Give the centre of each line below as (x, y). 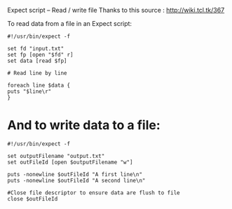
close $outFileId (33, 199)
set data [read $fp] (37, 61)
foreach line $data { (39, 85)
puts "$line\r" (29, 92)
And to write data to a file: (84, 125)
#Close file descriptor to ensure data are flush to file (94, 193)
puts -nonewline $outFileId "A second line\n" (76, 180)
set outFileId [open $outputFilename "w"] (70, 162)
